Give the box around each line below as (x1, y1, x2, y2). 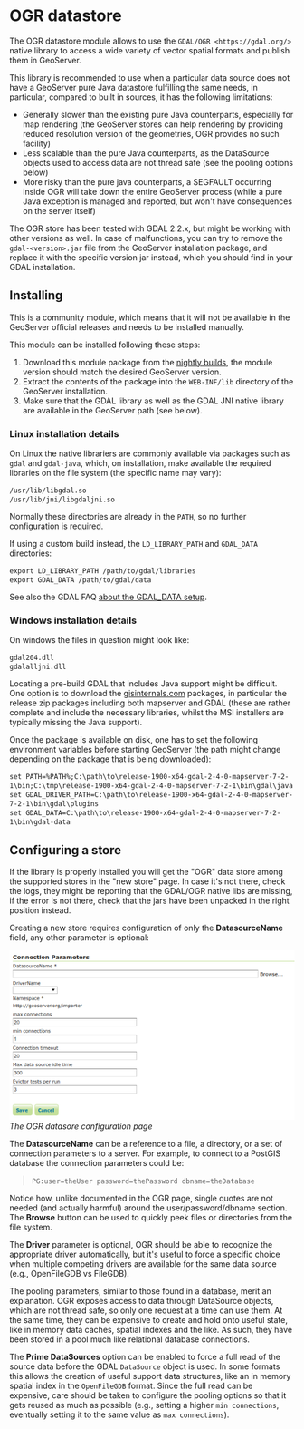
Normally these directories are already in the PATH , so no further (9, 511, 247, 522)
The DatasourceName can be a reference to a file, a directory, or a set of (9, 1139, 283, 1150)
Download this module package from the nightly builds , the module (22, 356, 273, 367)
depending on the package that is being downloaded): (9, 753, 212, 764)
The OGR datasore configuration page (9, 1121, 153, 1132)
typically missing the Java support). (9, 717, 143, 728)
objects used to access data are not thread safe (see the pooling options (22, 157, 294, 168)
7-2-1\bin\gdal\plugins (9, 800, 100, 809)
